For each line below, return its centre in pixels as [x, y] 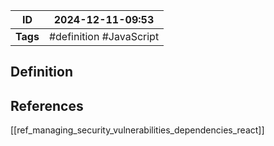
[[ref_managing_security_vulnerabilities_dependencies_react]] [137, 130]
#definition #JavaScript [104, 36]
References [47, 105]
